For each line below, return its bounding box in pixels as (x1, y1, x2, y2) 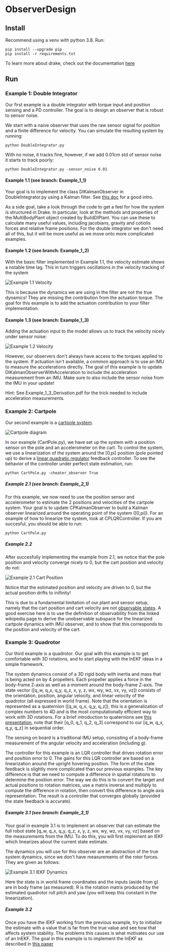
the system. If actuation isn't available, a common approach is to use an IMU (5, 358, 164, 365)
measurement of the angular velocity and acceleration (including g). (5, 740, 147, 746)
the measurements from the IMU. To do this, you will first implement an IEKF (5, 833, 164, 839)
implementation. (5, 305, 39, 312)
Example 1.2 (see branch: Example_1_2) (5, 247, 90, 254)
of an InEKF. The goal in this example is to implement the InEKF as (5, 935, 143, 941)
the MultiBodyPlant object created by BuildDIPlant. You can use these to (5, 214, 156, 221)
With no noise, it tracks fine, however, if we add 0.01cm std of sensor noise (5, 151, 162, 157)
